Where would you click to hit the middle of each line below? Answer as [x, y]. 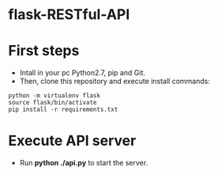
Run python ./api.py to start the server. [84, 163]
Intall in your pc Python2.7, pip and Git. [83, 73]
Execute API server [72, 141]
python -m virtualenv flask [54, 96]
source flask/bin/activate [53, 103]
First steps [44, 51]
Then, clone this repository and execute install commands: [115, 82]
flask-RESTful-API [69, 15]
